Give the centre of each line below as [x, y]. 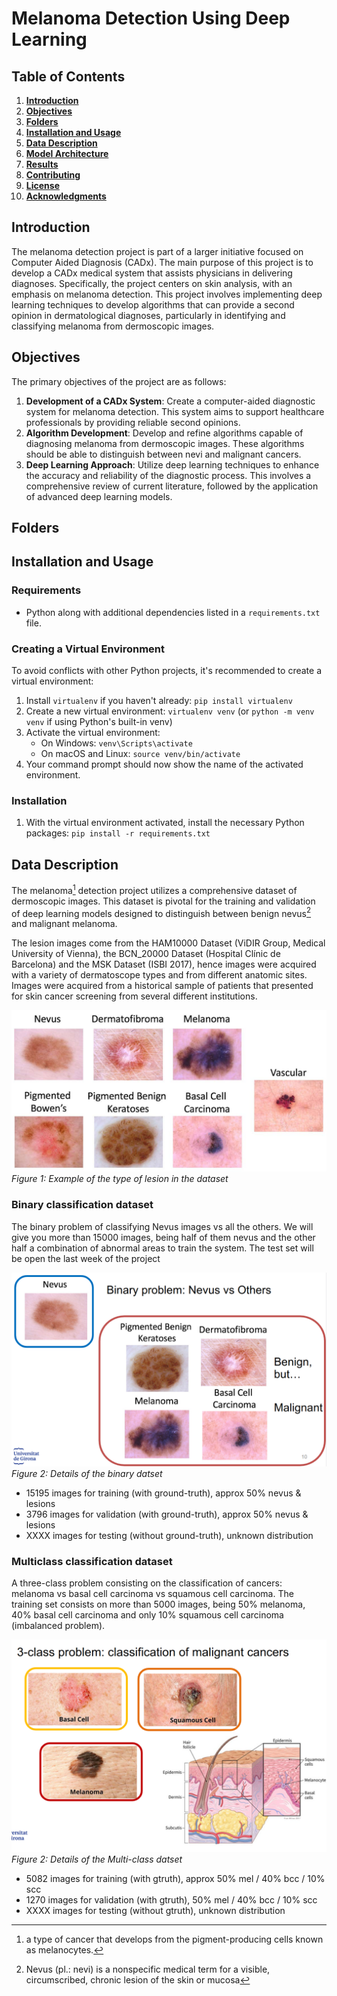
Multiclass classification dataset [92, 1561]
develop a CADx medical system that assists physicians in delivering [152, 273]
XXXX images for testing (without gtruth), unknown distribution [155, 1910]
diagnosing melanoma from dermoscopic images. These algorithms [165, 443]
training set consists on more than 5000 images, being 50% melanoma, [158, 1604]
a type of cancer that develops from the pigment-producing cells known [174, 1939]
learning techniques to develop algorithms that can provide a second [153, 304]
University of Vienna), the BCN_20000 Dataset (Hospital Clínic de [146, 954]
